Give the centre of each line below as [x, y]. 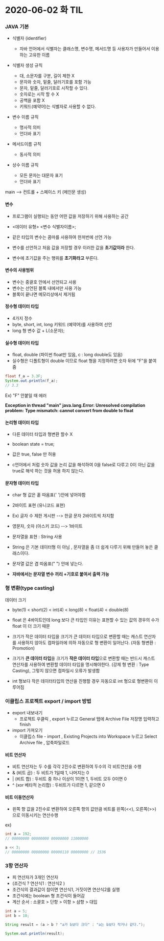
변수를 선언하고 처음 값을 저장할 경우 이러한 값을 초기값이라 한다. [73, 247]
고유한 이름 [39, 55]
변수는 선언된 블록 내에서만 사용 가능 [47, 288]
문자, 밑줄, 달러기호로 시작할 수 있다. [54, 88]
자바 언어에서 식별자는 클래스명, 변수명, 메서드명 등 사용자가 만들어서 [85, 49]
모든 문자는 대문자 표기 [41, 176]
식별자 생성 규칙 [27, 65]
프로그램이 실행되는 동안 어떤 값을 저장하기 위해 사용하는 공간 [70, 216]
